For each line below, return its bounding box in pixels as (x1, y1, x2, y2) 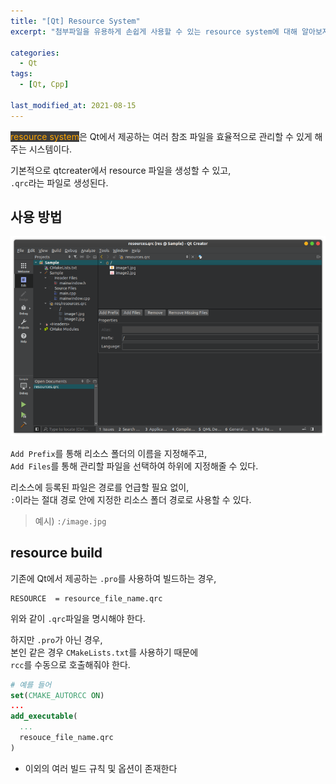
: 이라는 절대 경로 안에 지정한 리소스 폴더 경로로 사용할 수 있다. (10, 493, 252, 505)
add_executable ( (10, 711, 78, 722)
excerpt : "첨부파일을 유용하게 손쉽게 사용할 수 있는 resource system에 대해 (10, 26, 298, 37)
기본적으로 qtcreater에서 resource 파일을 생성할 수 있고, (10, 164, 232, 176)
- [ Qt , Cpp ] (19, 80, 70, 90)
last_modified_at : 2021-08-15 (10, 100, 137, 110)
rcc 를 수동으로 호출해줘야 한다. (10, 658, 131, 670)
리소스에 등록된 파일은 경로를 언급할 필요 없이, (10, 481, 190, 493)
